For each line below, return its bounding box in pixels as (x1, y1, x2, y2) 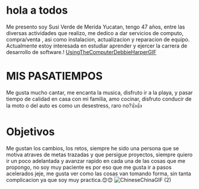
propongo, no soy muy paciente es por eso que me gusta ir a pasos (6, 163, 172, 171)
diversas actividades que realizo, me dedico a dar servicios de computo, (6, 29, 184, 36)
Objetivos (6, 125, 55, 138)
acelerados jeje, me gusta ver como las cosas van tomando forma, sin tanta (6, 170, 191, 177)
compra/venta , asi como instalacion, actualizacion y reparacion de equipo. (6, 36, 190, 43)
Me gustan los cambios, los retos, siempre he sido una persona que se (6, 144, 179, 152)
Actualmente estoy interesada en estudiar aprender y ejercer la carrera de (6, 42, 188, 49)
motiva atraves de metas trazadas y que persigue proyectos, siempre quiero (6, 151, 193, 158)
